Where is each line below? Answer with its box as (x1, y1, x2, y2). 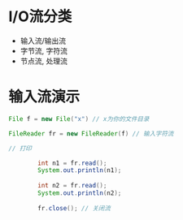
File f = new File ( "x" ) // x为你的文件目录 (8, 114, 150, 123)
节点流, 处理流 (20, 56, 68, 66)
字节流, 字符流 (20, 45, 68, 55)
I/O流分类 (8, 7, 72, 26)
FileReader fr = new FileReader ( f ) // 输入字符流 (8, 129, 174, 138)
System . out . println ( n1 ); (37, 166, 122, 175)
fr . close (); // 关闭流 (37, 204, 111, 212)
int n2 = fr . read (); (37, 182, 107, 190)
